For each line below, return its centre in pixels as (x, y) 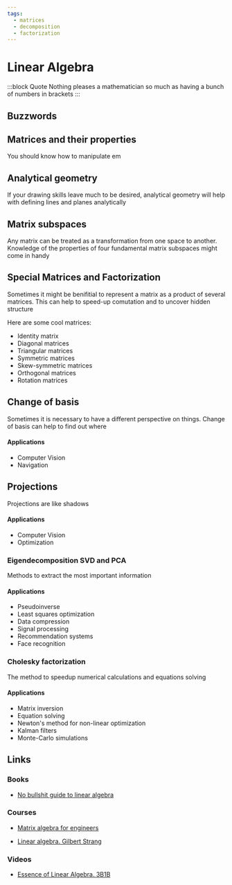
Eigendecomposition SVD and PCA (67, 560)
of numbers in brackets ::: (44, 94)
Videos (19, 859)
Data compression (43, 622)
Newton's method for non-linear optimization (81, 723)
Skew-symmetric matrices (55, 365)
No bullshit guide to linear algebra (65, 795)
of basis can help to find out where (57, 426)
